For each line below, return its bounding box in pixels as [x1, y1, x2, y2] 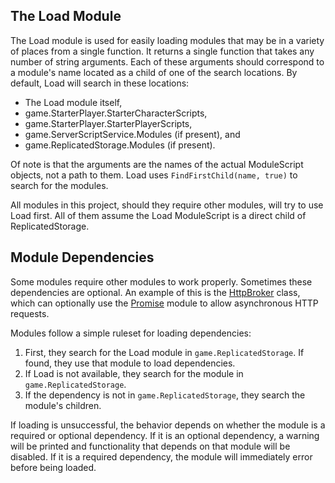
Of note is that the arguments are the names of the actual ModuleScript [10, 158, 304, 170]
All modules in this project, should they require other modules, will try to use [10, 199, 324, 211]
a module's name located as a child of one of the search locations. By [10, 66, 298, 78]
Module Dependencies [10, 249, 155, 266]
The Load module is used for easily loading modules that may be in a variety [10, 34, 325, 46]
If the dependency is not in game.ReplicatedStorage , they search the [24, 389, 306, 401]
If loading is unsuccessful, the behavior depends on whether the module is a [10, 419, 326, 431]
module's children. [24, 399, 102, 411]
